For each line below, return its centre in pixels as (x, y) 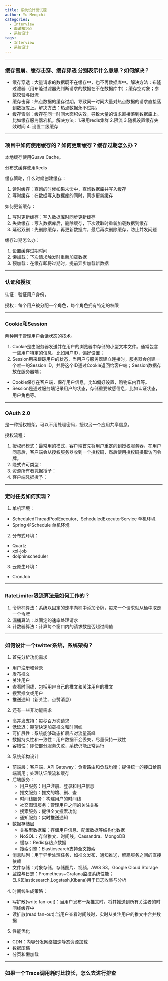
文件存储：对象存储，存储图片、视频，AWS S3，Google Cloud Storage (85, 868)
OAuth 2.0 (18, 413)
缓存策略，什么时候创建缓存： (36, 178)
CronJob (21, 577)
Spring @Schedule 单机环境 (41, 525)
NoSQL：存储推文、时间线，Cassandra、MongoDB (73, 836)
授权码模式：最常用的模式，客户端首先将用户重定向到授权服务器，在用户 (87, 446)
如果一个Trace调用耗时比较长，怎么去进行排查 (61, 973)
